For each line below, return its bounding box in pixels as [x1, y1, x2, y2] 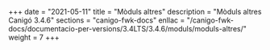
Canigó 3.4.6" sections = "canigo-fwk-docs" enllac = [8, 15, 185, 25]
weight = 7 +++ [8, 32, 60, 42]
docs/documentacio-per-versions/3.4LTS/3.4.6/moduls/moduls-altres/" [8, 24, 247, 33]
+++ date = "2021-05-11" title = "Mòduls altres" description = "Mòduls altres [8, 7, 262, 16]
